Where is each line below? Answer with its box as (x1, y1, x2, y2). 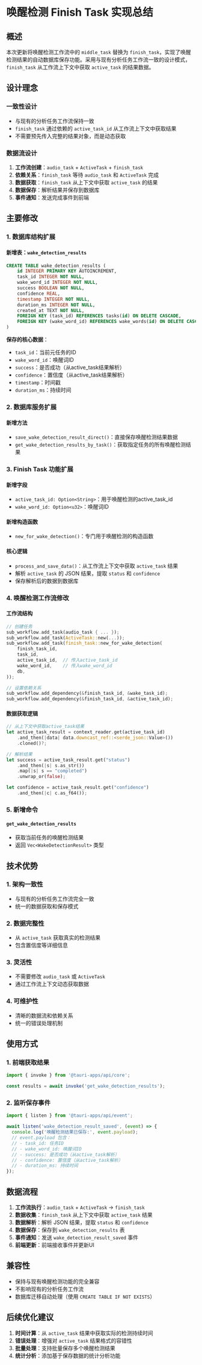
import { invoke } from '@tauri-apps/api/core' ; (6, 1072, 130, 1079)
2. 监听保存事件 (6, 1099, 51, 1107)
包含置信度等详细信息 (14, 941, 68, 949)
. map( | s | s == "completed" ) (17, 768, 87, 774)
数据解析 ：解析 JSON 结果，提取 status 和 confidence (14, 1219, 149, 1226)
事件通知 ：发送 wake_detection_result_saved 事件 (14, 1234, 138, 1241)
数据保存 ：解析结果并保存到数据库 (14, 186, 100, 193)
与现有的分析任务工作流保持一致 (14, 117, 94, 124)
